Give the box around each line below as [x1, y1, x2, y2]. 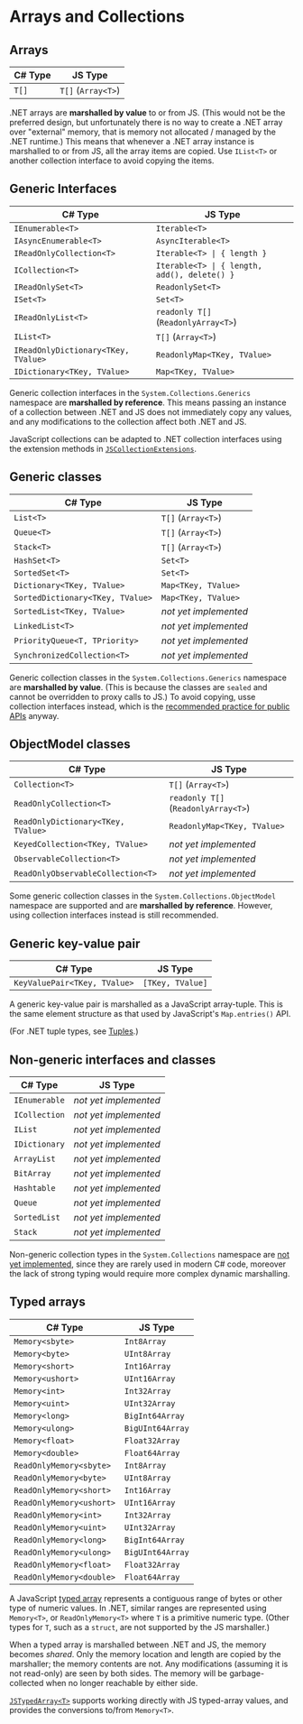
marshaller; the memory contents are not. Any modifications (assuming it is [9, 1658, 289, 1669]
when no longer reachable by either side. [45, 1677, 198, 1688]
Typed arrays [9, 1295, 86, 1310]
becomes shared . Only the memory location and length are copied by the [9, 1648, 281, 1659]
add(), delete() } [156, 269, 235, 280]
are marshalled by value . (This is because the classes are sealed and [9, 681, 268, 692]
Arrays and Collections [9, 6, 185, 27]
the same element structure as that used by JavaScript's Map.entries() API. [9, 1009, 291, 1019]
